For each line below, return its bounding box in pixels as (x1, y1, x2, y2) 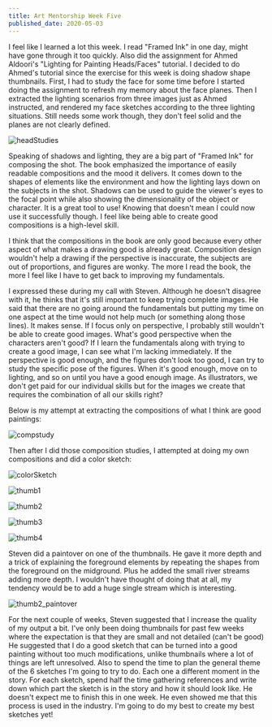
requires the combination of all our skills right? (8, 389, 164, 399)
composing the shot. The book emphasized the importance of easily (8, 159, 237, 169)
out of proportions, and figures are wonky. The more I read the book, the (8, 262, 252, 271)
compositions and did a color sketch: (8, 454, 132, 464)
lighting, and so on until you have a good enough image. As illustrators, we (8, 372, 258, 382)
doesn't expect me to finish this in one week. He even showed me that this (8, 692, 257, 702)
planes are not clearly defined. (8, 119, 111, 129)
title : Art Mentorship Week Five (8, 11, 122, 20)
